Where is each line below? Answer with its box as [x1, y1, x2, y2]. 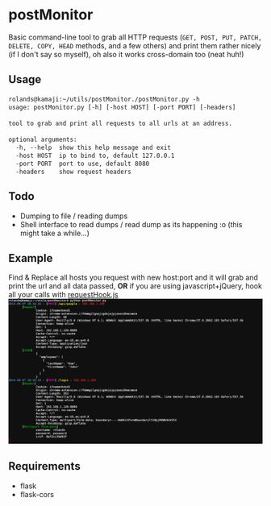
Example [8, 251, 53, 265]
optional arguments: [8, 135, 78, 143]
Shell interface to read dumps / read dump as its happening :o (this [19, 219, 243, 229]
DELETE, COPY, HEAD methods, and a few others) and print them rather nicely [8, 40, 261, 50]
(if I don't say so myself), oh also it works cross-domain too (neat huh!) [8, 49, 244, 59]
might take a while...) [19, 228, 90, 238]
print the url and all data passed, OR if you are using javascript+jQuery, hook [8, 281, 262, 291]
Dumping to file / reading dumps [19, 211, 128, 221]
